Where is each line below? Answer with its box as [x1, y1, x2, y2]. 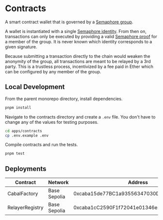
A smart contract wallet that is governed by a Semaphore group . [5, 19, 133, 25]
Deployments [5, 165, 47, 173]
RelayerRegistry [7, 204, 44, 211]
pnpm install [5, 105, 32, 110]
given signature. [5, 44, 37, 50]
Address [128, 179, 148, 186]
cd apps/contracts [5, 128, 42, 134]
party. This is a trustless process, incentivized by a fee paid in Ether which [5, 64, 154, 69]
